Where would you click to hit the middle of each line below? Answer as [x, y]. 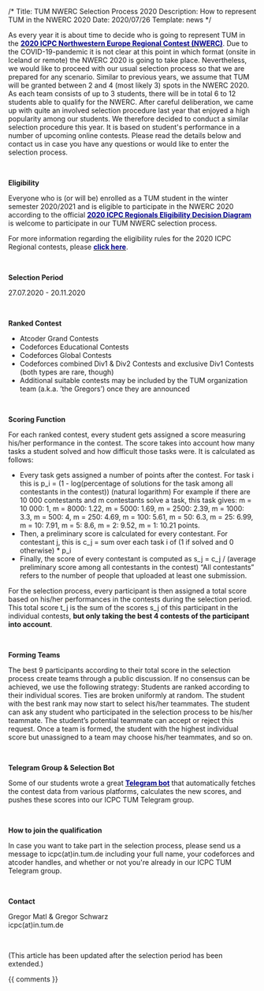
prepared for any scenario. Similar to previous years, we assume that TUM [129, 77]
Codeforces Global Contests [65, 355]
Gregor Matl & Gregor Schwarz [58, 916]
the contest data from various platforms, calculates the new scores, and [125, 791]
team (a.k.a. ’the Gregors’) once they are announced [105, 389]
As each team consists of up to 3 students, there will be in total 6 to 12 [122, 93]
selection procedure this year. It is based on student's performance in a [124, 127]
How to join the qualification [55, 830]
